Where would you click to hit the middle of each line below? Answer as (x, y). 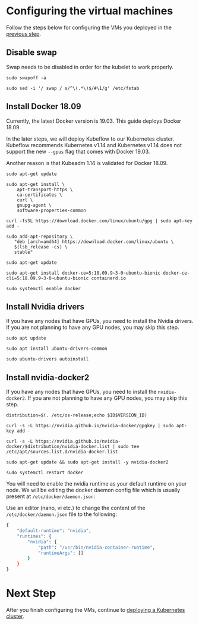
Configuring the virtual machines (90, 11)
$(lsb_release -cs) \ (41, 247)
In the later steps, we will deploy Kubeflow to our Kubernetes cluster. (90, 139)
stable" (23, 252)
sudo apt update (26, 338)
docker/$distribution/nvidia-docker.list (58, 447)
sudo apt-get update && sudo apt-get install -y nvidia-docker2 (87, 462)
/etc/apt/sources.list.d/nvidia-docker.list (62, 452)
